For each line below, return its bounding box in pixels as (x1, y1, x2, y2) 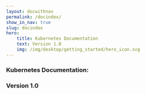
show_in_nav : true (6, 19, 51, 25)
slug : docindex (6, 25, 43, 31)
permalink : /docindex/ (6, 14, 62, 20)
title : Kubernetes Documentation (16, 36, 99, 41)
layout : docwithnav (6, 8, 54, 15)
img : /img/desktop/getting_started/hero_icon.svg (16, 47, 141, 53)
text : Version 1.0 (16, 41, 62, 47)
